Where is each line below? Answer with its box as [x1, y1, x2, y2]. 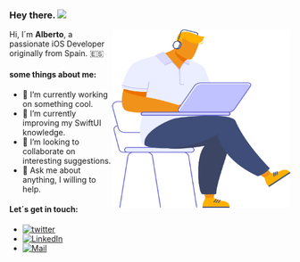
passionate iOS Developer [9, 38, 105, 49]
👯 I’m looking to [21, 136, 80, 147]
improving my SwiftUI [21, 117, 102, 128]
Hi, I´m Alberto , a [9, 29, 73, 40]
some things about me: [9, 69, 96, 79]
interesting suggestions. [21, 155, 112, 166]
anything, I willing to [21, 174, 96, 184]
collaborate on [21, 145, 76, 156]
